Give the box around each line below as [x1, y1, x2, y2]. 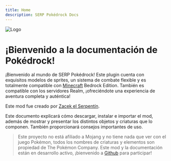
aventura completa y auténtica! [5, 93, 70, 99]
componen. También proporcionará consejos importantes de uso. [5, 124, 143, 130]
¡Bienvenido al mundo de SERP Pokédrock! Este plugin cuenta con [5, 72, 144, 78]
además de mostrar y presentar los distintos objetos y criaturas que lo [5, 118, 153, 125]
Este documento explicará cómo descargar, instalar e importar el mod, [5, 113, 153, 119]
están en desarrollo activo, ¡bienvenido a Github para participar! [17, 150, 152, 156]
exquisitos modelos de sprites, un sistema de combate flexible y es [5, 77, 146, 83]
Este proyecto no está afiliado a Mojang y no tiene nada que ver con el [17, 133, 166, 140]
